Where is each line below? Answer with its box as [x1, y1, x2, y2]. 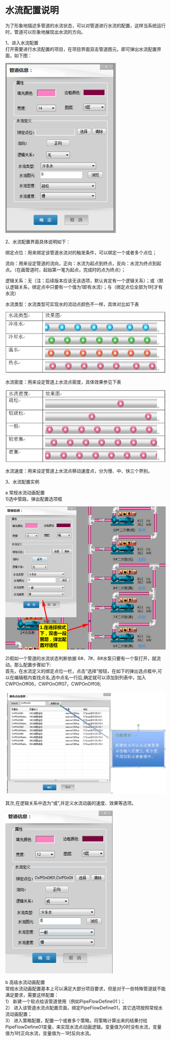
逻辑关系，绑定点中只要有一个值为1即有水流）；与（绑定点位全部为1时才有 [9, 284, 163, 290]
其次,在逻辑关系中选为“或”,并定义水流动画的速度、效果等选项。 [5, 800, 136, 806]
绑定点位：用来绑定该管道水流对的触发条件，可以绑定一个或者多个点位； [5, 249, 157, 256]
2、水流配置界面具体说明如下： [5, 238, 71, 245]
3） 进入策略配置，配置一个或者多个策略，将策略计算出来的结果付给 [5, 1018, 148, 1024]
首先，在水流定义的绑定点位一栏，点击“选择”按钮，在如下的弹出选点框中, [5, 668, 158, 674]
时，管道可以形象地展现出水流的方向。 [5, 29, 85, 35]
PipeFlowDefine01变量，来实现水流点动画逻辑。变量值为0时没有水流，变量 [5, 1024, 162, 1030]
